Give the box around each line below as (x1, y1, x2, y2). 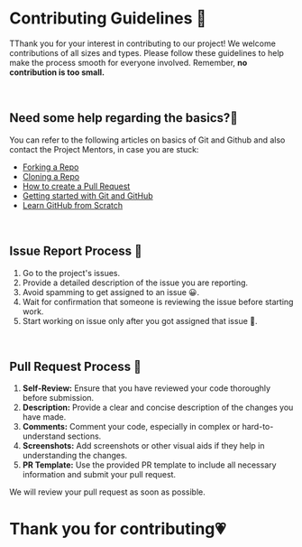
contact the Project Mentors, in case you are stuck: (9, 144, 199, 154)
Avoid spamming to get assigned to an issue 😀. (22, 286, 200, 297)
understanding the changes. (22, 450, 128, 461)
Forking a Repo (22, 162, 79, 172)
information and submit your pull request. (22, 469, 177, 480)
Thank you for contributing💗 (9, 518, 226, 539)
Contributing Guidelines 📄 (9, 8, 207, 29)
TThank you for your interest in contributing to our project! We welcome (9, 38, 277, 49)
